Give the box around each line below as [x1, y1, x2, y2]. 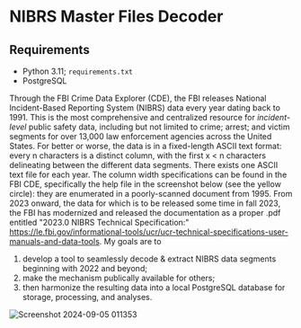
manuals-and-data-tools [9, 236, 101, 246]
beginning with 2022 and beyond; [22, 263, 148, 273]
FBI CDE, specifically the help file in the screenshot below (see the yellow [9, 179, 281, 190]
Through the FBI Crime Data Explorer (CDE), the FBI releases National [9, 93, 267, 103]
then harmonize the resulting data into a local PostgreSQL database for [22, 282, 286, 293]
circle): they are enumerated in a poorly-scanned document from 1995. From [9, 189, 293, 199]
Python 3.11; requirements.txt [22, 66, 133, 76]
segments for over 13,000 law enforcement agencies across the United [9, 131, 272, 141]
